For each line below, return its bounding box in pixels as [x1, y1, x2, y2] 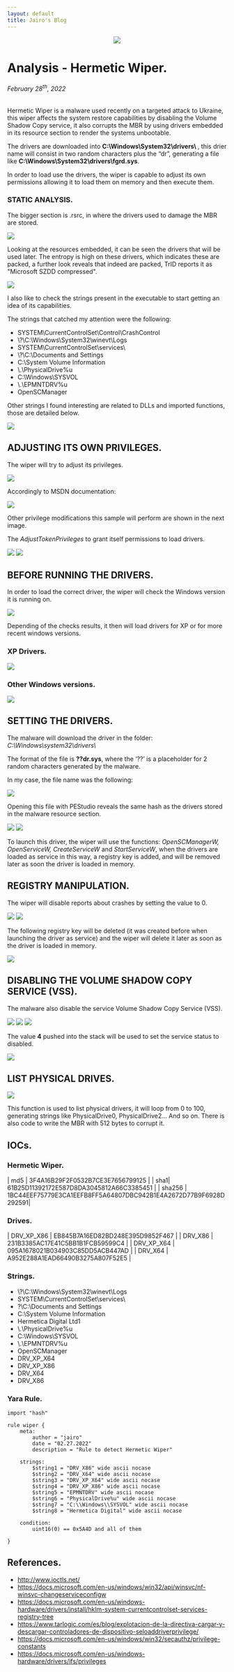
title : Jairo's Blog [7, 17, 68, 24]
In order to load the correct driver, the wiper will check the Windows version [7, 588, 226, 596]
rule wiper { [7, 1421, 45, 1428]
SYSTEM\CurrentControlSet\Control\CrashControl [17, 328, 160, 336]
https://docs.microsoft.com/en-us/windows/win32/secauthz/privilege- [17, 1634, 221, 1643]
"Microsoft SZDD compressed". [7, 267, 97, 276]
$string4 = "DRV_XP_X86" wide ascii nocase [32, 1483, 160, 1490]
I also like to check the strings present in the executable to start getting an [7, 294, 220, 302]
